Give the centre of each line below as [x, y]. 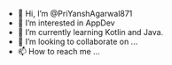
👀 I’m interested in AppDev [66, 23]
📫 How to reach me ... [59, 51]
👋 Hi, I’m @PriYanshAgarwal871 [75, 14]
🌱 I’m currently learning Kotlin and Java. [90, 32]
